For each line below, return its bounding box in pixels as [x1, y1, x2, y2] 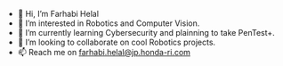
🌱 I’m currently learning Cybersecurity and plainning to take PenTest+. [17, 28, 276, 37]
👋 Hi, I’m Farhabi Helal [17, 9, 100, 19]
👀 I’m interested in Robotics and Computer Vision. [17, 18, 200, 29]
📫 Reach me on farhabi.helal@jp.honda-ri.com [17, 47, 191, 57]
